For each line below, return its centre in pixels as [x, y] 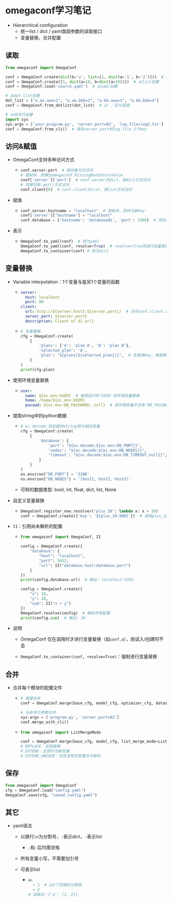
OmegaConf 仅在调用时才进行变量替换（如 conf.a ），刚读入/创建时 [90, 639]
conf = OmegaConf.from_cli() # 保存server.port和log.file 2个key [76, 129]
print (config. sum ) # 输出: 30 [53, 618]
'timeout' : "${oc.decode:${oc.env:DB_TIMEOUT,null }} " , [107, 455]
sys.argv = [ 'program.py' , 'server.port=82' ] [70, 717]
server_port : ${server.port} [56, 316]
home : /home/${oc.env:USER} [55, 400]
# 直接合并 [30, 698]
